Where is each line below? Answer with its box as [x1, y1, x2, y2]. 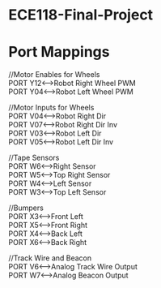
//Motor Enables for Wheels [8, 70, 100, 80]
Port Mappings [8, 43, 110, 62]
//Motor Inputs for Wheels [8, 103, 95, 113]
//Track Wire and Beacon [8, 253, 92, 263]
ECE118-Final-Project [8, 6, 154, 24]
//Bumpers [8, 203, 44, 213]
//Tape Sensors [8, 153, 60, 163]
